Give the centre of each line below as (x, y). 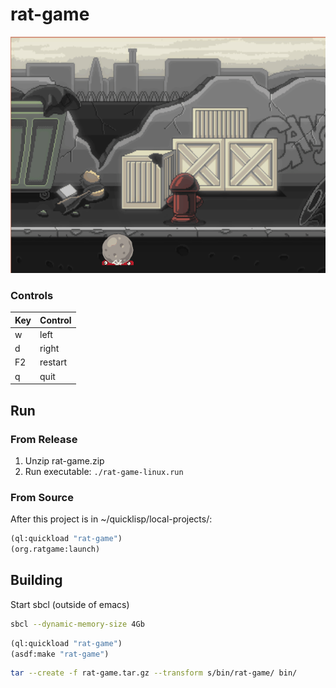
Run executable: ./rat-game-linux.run (104, 471)
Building (36, 580)
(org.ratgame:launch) (55, 549)
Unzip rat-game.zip (64, 460)
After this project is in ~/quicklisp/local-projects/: (111, 519)
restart (53, 362)
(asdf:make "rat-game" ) (60, 654)
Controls (32, 295)
